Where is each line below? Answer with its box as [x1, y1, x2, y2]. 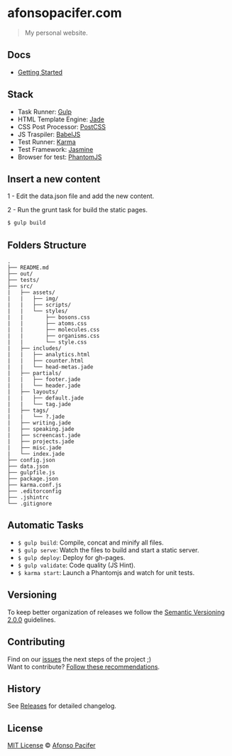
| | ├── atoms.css [7, 320, 87, 327]
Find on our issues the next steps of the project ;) [7, 654, 152, 663]
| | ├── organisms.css [7, 332, 100, 340]
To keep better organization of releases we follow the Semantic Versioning [7, 608, 225, 616]
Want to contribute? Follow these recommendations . [7, 662, 160, 671]
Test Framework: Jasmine [17, 145, 94, 153]
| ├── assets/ [7, 289, 55, 296]
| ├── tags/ [7, 407, 50, 415]
